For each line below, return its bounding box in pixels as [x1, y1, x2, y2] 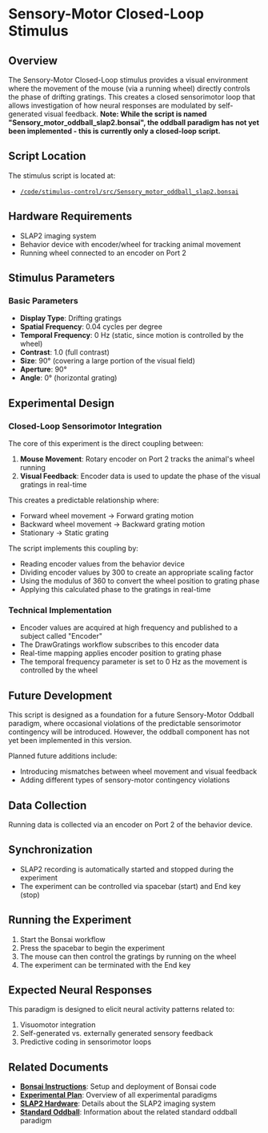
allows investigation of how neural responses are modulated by [8, 101, 217, 110]
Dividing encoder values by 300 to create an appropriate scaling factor [19, 567, 254, 577]
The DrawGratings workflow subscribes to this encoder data [19, 640, 220, 650]
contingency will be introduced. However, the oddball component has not [8, 727, 250, 737]
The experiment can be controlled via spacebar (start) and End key [19, 881, 242, 891]
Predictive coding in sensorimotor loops [19, 1037, 152, 1047]
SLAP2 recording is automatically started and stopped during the [19, 864, 234, 874]
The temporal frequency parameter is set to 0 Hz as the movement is [19, 657, 248, 667]
